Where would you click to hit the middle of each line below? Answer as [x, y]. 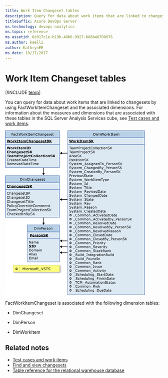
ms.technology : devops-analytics [40, 27]
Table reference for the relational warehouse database [68, 370]
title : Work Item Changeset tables [42, 11]
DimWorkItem [26, 332]
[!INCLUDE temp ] [23, 92]
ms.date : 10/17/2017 [27, 53]
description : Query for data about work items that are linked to [76, 16]
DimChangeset [28, 312]
